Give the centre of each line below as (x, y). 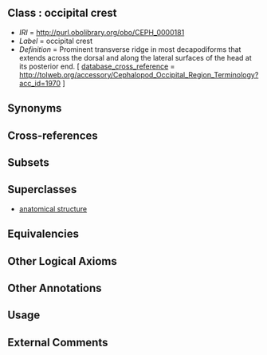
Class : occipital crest (62, 13)
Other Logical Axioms (62, 261)
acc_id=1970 (40, 83)
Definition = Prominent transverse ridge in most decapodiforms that (130, 49)
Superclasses (42, 189)
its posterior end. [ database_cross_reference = (97, 66)
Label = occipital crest (56, 41)
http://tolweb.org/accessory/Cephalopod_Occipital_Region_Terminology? (139, 74)
